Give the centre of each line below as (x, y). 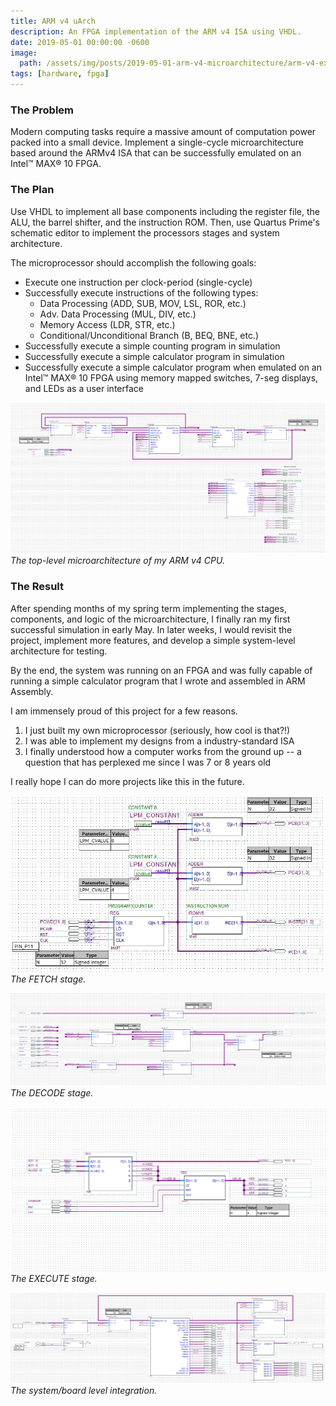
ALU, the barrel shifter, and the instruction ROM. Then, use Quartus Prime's (165, 222)
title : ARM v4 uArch (53, 21)
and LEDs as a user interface (84, 388)
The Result (37, 587)
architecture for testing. (59, 651)
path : (31, 63)
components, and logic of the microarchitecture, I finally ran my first (150, 619)
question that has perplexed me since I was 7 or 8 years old (148, 762)
